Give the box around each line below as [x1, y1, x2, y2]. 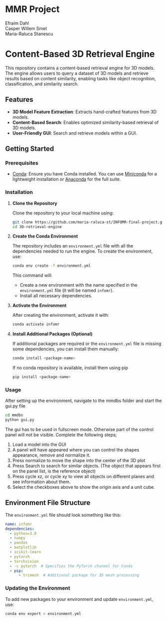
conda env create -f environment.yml [12, 263, 91, 269]
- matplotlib [9, 545, 37, 550]
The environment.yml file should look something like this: [5, 512, 122, 518]
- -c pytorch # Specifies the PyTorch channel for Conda [9, 563, 133, 568]
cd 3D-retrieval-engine [12, 224, 62, 229]
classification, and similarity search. [5, 81, 79, 87]
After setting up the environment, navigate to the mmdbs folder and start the [5, 397, 162, 404]
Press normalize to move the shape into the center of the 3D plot [12, 457, 146, 463]
